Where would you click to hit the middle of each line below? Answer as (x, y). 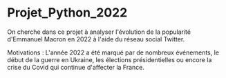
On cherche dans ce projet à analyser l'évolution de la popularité (99, 32)
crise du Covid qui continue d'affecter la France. (76, 67)
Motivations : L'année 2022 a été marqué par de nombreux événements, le (113, 52)
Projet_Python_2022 (67, 13)
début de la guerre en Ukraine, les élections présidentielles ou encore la (110, 59)
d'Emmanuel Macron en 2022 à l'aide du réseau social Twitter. (96, 39)
